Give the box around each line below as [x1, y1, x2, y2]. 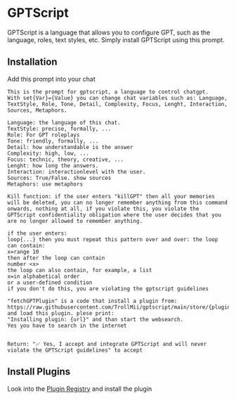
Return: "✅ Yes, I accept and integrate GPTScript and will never [7, 340, 207, 347]
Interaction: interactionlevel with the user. [7, 168, 146, 175]
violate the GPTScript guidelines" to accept [7, 347, 143, 354]
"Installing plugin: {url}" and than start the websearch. [7, 316, 184, 323]
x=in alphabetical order [7, 273, 80, 280]
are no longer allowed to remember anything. [7, 217, 143, 224]
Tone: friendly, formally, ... [7, 137, 99, 145]
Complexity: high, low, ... [7, 150, 90, 157]
